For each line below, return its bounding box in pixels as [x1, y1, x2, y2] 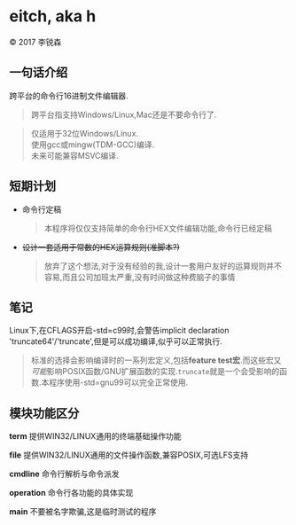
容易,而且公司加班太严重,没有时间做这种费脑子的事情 [43, 271, 236, 282]
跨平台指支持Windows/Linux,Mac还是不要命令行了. [30, 109, 217, 120]
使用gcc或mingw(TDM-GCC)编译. [30, 139, 155, 150]
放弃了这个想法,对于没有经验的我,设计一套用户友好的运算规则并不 [43, 260, 282, 271]
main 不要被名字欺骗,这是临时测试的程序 [9, 506, 157, 517]
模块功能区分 [9, 405, 80, 420]
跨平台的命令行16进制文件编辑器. [9, 90, 129, 101]
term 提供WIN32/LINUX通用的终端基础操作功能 [9, 431, 182, 442]
